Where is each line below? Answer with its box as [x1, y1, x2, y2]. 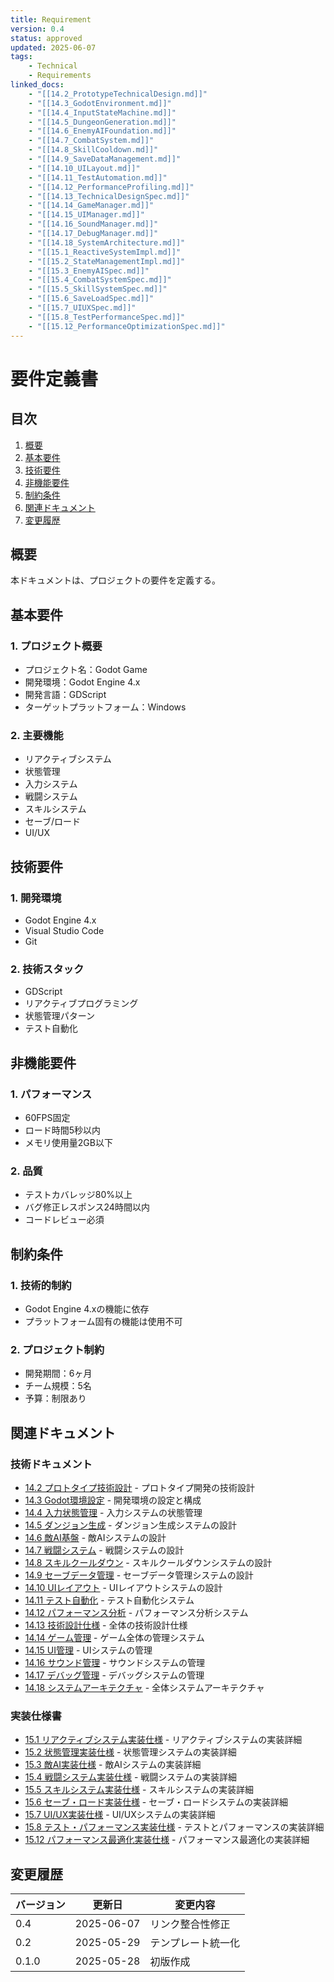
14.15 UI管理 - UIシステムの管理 [24, 1644, 153, 1656]
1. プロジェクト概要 [10, 639, 103, 653]
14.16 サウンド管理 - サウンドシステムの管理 [24, 1656, 206, 1668]
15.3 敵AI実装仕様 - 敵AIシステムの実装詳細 [24, 1759, 202, 1771]
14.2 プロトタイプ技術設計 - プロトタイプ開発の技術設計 [24, 1481, 255, 1493]
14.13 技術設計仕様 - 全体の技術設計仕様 [24, 1619, 188, 1631]
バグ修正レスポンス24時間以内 [24, 1201, 150, 1213]
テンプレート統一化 [149, 1936, 240, 1950]
